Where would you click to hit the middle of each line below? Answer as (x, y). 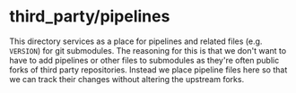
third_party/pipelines (90, 17)
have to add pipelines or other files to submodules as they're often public (144, 60)
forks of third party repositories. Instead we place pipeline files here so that (148, 70)
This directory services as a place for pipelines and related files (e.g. (136, 41)
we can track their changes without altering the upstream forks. (127, 79)
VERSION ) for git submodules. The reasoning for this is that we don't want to (148, 50)
